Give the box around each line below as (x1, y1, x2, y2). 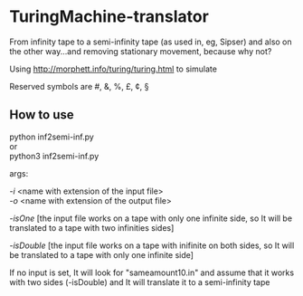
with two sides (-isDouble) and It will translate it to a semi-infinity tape (9, 276, 270, 287)
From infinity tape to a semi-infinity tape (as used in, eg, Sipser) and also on (9, 36, 292, 47)
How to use (9, 107, 74, 123)
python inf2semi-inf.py (9, 131, 95, 142)
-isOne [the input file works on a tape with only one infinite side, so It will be (9, 213, 292, 224)
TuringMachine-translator (9, 6, 210, 27)
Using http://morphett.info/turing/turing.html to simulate (9, 63, 217, 74)
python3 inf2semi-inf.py (9, 150, 99, 161)
